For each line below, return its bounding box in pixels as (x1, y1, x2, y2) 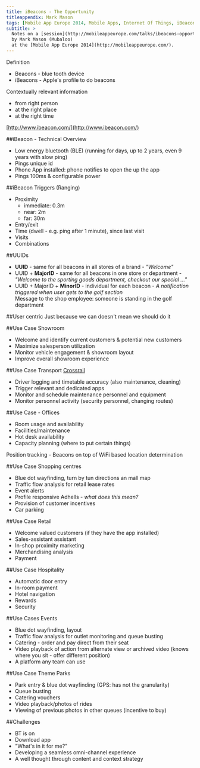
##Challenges (6, 718, 40, 725)
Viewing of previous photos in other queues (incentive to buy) (14, 706, 167, 714)
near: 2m (23, 208, 46, 215)
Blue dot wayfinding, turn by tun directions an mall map (14, 474, 151, 481)
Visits (14, 234, 29, 241)
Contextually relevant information (6, 88, 88, 95)
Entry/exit (14, 221, 39, 228)
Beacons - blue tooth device (14, 70, 85, 77)
